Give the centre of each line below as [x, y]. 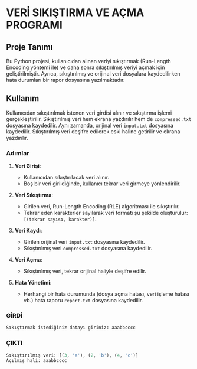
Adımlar [18, 153]
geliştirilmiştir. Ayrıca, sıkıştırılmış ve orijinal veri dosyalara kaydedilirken [93, 74]
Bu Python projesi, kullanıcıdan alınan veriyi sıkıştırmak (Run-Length [88, 61]
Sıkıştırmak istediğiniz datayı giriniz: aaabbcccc [71, 328]
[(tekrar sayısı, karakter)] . [60, 219]
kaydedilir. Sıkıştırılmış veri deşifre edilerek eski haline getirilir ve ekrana [93, 131]
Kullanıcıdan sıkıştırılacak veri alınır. [66, 178]
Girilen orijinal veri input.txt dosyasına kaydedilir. [84, 242]
